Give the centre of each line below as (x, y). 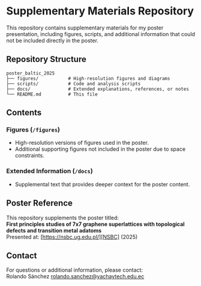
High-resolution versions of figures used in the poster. (82, 143)
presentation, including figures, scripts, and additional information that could (101, 34)
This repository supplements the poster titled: (62, 218)
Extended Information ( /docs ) (49, 171)
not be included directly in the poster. (52, 40)
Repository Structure (46, 59)
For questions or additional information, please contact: (74, 270)
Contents (24, 113)
